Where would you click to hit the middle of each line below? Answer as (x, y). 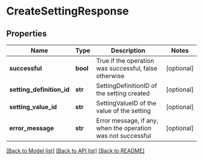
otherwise (111, 76)
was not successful (124, 136)
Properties (27, 34)
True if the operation (125, 61)
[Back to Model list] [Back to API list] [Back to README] (76, 151)
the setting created (123, 93)
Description (128, 51)
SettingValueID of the (127, 103)
